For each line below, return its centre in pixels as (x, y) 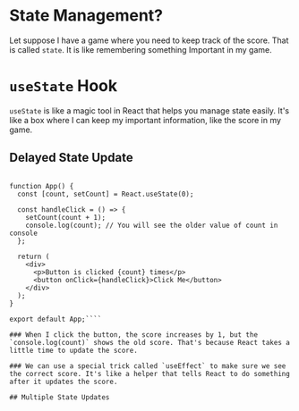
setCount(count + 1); (65, 217)
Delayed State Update (71, 158)
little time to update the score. (74, 350)
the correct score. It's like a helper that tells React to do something (150, 373)
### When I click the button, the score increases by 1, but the (133, 335)
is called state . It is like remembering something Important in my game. (141, 49)
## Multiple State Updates (60, 397)
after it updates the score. (64, 382)
